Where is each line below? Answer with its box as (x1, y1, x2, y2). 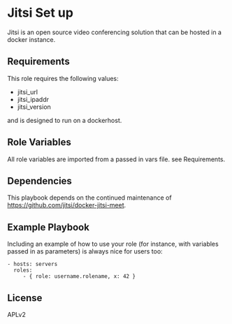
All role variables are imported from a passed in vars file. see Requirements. (7, 155, 226, 163)
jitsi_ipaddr (17, 95, 50, 103)
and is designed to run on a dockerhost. (7, 116, 122, 124)
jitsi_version (17, 103, 51, 111)
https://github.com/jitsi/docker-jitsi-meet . (7, 201, 126, 209)
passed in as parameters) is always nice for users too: (7, 247, 163, 256)
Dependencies (7, 175, 72, 186)
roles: (13, 267, 33, 274)
